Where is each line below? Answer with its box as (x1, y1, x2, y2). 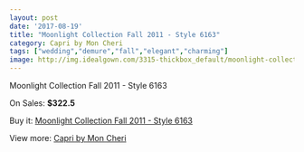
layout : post (9, 13, 59, 23)
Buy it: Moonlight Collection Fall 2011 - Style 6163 (9, 115, 193, 126)
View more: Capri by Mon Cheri (9, 133, 127, 143)
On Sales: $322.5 (9, 98, 75, 109)
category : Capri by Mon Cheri (9, 38, 124, 48)
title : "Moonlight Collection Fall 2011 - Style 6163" (9, 30, 221, 39)
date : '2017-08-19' (9, 22, 83, 31)
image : (9, 55, 34, 64)
